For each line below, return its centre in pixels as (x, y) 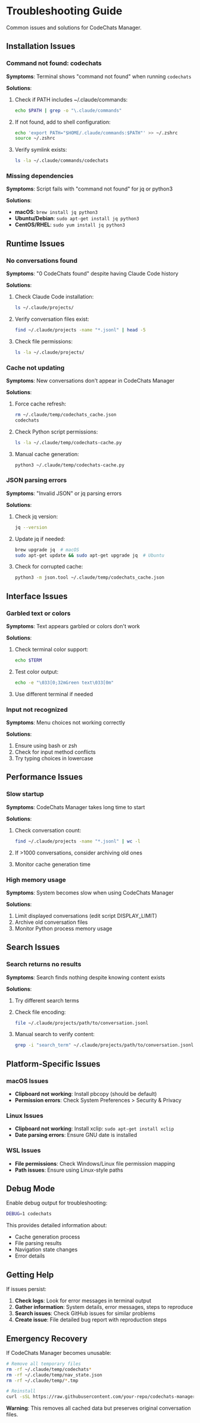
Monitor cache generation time (53, 864)
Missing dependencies (40, 176)
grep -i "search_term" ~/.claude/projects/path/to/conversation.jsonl (104, 1045)
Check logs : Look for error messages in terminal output (83, 1301)
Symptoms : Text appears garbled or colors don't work (73, 626)
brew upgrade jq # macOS (47, 550)
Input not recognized (37, 709)
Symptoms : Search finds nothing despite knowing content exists (86, 977)
